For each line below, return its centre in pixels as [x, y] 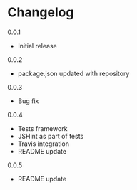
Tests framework [42, 128]
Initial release [37, 46]
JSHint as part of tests [51, 136]
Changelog [41, 12]
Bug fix [28, 101]
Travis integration [44, 144]
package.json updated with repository [73, 73]
